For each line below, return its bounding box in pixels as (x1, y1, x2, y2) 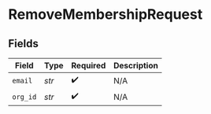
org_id (12, 92, 37, 101)
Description (113, 61, 159, 71)
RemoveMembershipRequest (8, 6, 203, 24)
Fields (8, 37, 39, 50)
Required (71, 61, 106, 71)
